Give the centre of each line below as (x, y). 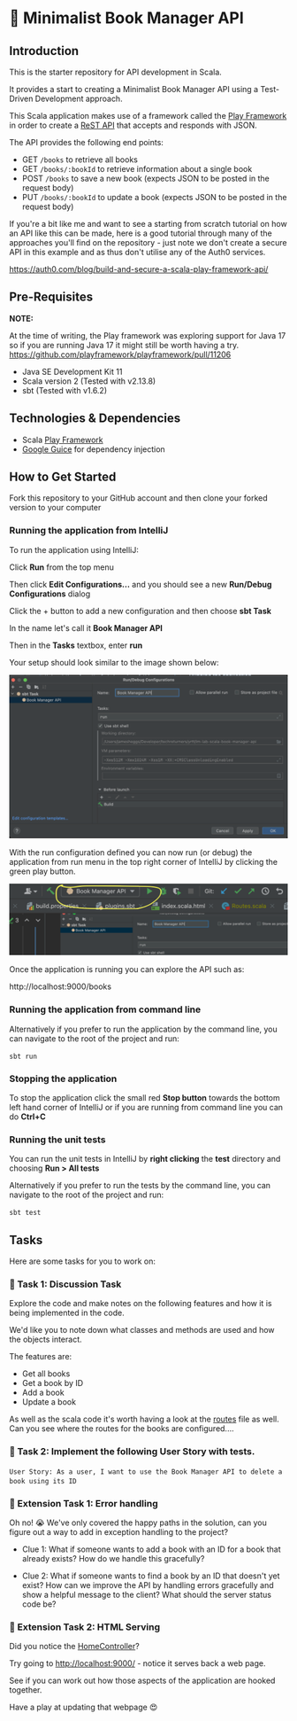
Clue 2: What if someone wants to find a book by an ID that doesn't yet (151, 1576)
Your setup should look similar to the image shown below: (114, 662)
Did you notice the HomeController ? (74, 1647)
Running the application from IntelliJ (89, 531)
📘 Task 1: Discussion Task (65, 1284)
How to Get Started (63, 477)
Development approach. (79, 98)
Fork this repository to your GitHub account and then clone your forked (138, 498)
